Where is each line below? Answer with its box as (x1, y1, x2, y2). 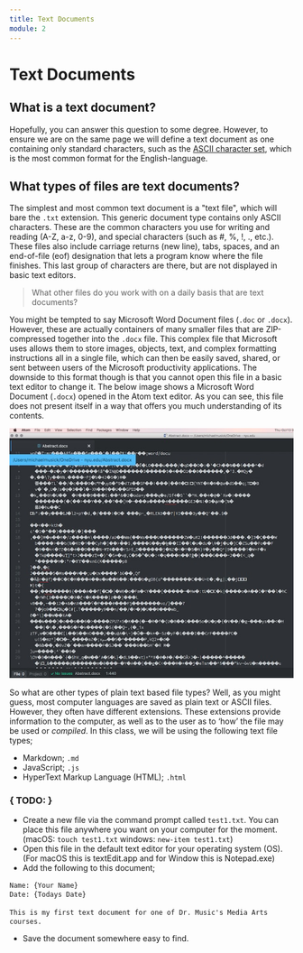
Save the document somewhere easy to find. (22, 933, 189, 944)
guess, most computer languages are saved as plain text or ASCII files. (9, 696, 272, 708)
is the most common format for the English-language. (9, 153, 208, 163)
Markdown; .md (22, 752, 79, 763)
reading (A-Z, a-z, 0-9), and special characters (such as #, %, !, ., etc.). (9, 231, 274, 243)
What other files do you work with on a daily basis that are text (31, 287, 264, 298)
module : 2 (9, 23, 47, 33)
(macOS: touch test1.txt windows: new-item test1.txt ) (22, 834, 234, 845)
